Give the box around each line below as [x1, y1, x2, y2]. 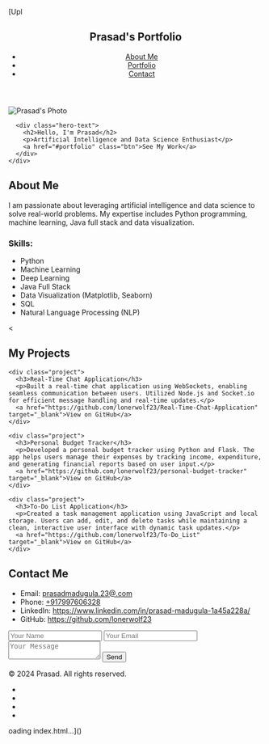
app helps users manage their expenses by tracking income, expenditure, [8, 453, 263, 461]
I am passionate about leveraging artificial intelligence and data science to [8, 200, 255, 209]
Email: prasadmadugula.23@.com [19, 588, 133, 598]
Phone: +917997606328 [19, 597, 101, 607]
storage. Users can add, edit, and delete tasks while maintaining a [8, 517, 248, 525]
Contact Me [8, 567, 69, 581]
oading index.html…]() [8, 725, 82, 735]
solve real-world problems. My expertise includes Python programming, [8, 209, 248, 218]
